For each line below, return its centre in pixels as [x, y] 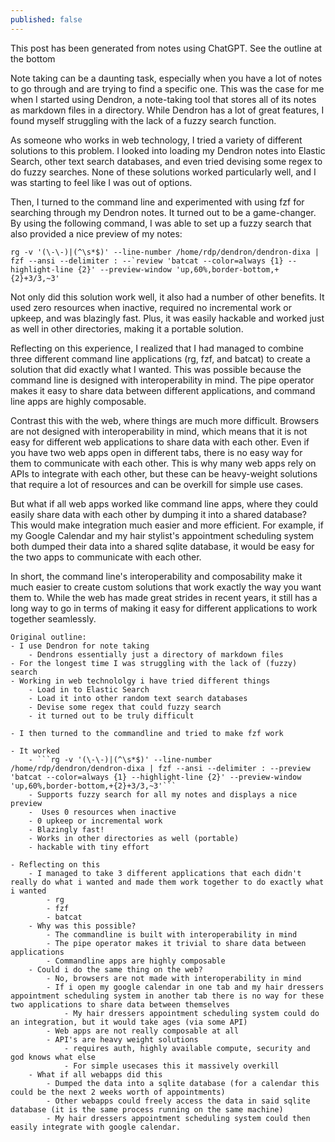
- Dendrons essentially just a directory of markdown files [156, 654]
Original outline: [48, 637]
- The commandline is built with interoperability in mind [172, 934]
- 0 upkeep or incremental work [95, 821]
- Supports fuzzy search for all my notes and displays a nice [163, 794]
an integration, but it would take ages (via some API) [129, 1022]
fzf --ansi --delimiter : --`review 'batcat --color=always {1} [147, 261]
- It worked [35, 751]
